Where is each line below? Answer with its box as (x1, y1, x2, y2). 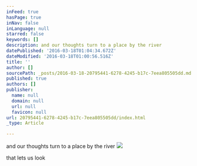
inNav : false (6, 20, 39, 26)
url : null (11, 103, 36, 110)
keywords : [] (6, 37, 39, 43)
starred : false (6, 31, 44, 37)
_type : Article (6, 120, 44, 126)
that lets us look (6, 154, 46, 162)
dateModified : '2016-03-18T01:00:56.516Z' (6, 53, 114, 59)
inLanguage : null (6, 25, 50, 32)
